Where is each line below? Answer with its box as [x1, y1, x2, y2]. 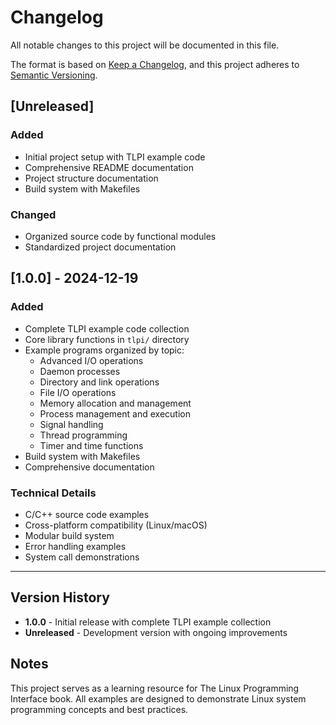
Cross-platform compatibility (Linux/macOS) [24, 519, 208, 531]
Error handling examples [24, 540, 127, 552]
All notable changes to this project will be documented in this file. [10, 39, 280, 51]
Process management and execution [39, 407, 191, 420]
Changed [10, 207, 57, 221]
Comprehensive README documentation [24, 161, 194, 173]
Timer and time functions [39, 439, 144, 451]
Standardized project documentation [24, 241, 177, 253]
